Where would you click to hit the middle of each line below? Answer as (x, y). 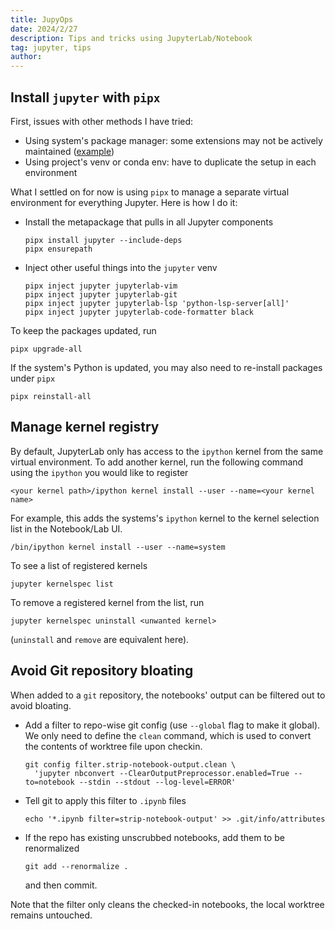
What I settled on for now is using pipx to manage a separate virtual (150, 192)
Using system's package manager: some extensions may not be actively (173, 140)
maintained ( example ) (69, 151)
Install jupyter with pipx (85, 97)
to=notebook (49, 782)
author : (26, 57)
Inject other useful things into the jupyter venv (121, 267)
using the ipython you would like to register (99, 472)
